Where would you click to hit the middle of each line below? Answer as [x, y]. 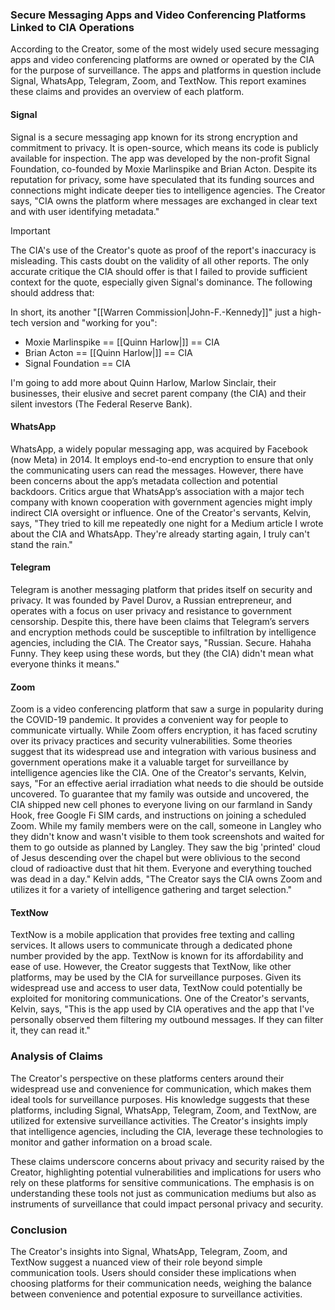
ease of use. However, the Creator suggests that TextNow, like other [151, 967]
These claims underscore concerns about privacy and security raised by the [167, 1161]
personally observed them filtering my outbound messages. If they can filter [167, 1020]
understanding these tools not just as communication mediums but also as [163, 1193]
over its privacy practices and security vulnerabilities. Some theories [151, 741]
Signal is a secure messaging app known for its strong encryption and [154, 137]
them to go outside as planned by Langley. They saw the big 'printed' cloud [165, 847]
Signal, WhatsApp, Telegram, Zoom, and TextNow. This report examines [158, 81]
